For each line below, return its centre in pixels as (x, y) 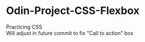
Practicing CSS (24, 27)
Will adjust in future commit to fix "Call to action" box (70, 33)
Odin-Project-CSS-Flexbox (73, 11)
